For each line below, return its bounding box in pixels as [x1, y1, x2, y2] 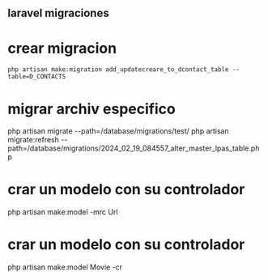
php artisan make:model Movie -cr [7, 262, 123, 272]
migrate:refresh [7, 135, 60, 145]
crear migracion [7, 39, 117, 57]
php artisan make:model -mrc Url [7, 207, 118, 217]
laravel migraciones [7, 6, 110, 20]
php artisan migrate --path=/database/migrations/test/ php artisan [7, 126, 229, 136]
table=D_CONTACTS [7, 73, 66, 81]
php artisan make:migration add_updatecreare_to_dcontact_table [7, 66, 229, 74]
